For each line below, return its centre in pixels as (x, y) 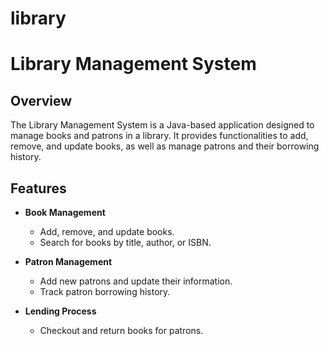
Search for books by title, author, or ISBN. (125, 242)
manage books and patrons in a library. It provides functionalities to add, (159, 136)
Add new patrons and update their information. (136, 281)
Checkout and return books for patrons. (121, 330)
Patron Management (68, 261)
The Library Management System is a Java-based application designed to (162, 125)
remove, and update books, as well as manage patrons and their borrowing (165, 146)
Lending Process (60, 311)
